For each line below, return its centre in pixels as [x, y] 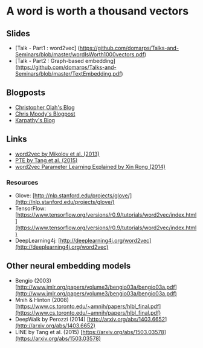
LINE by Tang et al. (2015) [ [49, 332]
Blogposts [26, 93]
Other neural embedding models [69, 266]
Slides [18, 34]
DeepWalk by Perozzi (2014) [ [52, 319]
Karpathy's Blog [35, 120]
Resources [22, 182]
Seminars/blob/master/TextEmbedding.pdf [68, 74]
